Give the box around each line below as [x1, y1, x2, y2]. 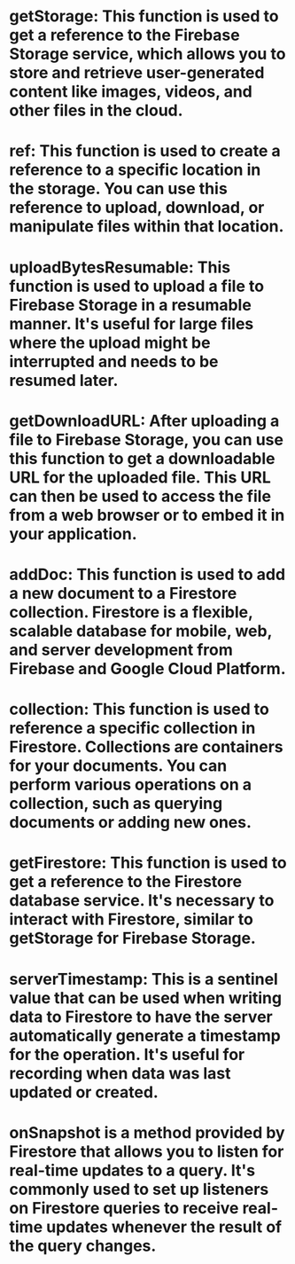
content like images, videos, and [9, 82, 252, 102]
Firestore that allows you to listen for [9, 1142, 284, 1161]
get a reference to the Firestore [9, 872, 242, 892]
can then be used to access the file [9, 486, 272, 506]
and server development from [9, 640, 233, 660]
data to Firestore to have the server [9, 1007, 273, 1026]
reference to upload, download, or [9, 198, 265, 218]
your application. [9, 523, 137, 544]
